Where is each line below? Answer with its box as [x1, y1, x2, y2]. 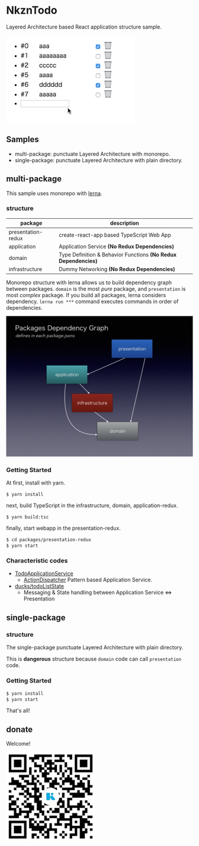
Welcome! [6, 740, 31, 747]
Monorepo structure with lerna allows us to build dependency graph [6, 279, 172, 286]
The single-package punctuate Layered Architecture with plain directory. [6, 644, 184, 651]
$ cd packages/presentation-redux [6, 537, 92, 543]
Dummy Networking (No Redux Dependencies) [59, 266, 175, 273]
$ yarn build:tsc [6, 514, 49, 520]
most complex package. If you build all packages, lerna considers [6, 291, 166, 298]
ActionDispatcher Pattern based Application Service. [23, 576, 152, 583]
